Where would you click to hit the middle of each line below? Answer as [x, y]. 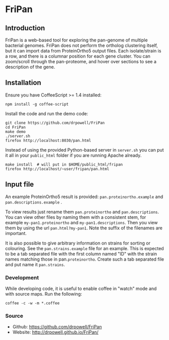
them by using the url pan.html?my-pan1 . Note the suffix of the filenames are [84, 228]
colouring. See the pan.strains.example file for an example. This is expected [84, 248]
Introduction [25, 28]
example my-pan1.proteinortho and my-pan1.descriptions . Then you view [81, 222]
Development [22, 277]
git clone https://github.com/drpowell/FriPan [55, 123]
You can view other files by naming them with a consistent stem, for [76, 217]
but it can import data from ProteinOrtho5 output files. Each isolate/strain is [83, 51]
